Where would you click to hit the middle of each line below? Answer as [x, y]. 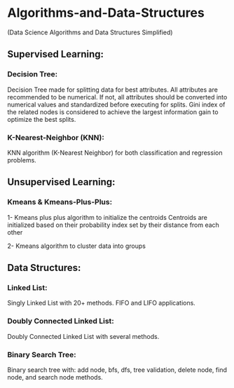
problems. [22, 160]
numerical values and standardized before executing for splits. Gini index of [116, 104]
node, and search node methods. [55, 377]
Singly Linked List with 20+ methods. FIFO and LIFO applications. [102, 303]
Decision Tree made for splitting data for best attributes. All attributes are [113, 90]
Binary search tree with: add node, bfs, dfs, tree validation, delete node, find [117, 370]
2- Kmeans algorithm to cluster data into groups [76, 246]
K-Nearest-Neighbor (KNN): [56, 137]
